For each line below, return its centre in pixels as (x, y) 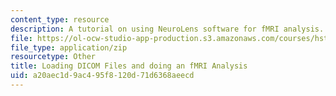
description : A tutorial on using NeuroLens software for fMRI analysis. (167, 29)
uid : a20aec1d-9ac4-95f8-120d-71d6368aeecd (102, 76)
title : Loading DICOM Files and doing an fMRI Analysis (129, 66)
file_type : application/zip (69, 47)
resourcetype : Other (53, 57)
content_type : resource (60, 19)
